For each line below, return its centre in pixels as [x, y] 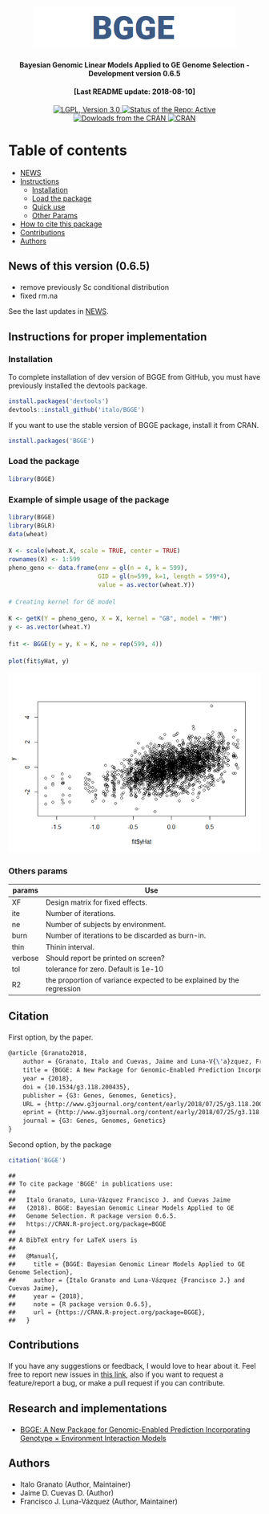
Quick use [48, 206]
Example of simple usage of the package [89, 499]
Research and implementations [88, 1408]
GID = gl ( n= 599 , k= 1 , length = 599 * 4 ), [164, 576]
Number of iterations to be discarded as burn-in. [126, 936]
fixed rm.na [39, 296]
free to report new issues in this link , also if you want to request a [116, 1374]
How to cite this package [61, 224]
